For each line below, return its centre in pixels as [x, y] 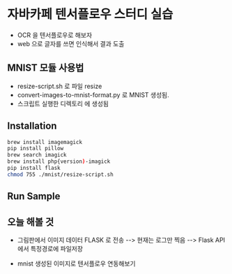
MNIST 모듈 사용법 [46, 68]
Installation [32, 126]
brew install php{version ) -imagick [59, 161]
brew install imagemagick [45, 142]
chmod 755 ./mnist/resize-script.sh [60, 174]
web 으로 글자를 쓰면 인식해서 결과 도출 [71, 43]
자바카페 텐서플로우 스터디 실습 [90, 14]
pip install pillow [36, 149]
